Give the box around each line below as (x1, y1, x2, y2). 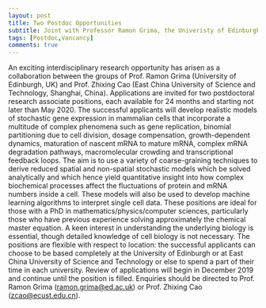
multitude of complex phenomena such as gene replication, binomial (8, 122, 232, 132)
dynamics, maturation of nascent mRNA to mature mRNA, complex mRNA (8, 139, 248, 148)
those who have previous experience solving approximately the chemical (8, 215, 246, 225)
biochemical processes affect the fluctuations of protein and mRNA (8, 181, 228, 191)
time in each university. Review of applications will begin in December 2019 (8, 265, 254, 275)
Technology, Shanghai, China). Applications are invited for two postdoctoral (8, 88, 255, 98)
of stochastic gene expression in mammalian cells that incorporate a (8, 114, 231, 123)
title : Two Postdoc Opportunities (8, 19, 123, 27)
